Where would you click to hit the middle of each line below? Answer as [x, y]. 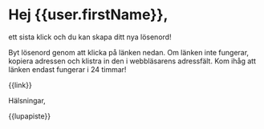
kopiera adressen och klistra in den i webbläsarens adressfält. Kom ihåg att [132, 61]
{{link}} [20, 85]
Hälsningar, [27, 100]
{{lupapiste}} [29, 116]
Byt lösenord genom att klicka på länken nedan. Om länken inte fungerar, [129, 52]
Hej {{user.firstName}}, [88, 15]
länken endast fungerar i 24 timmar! [67, 69]
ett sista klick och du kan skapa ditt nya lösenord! [90, 37]
